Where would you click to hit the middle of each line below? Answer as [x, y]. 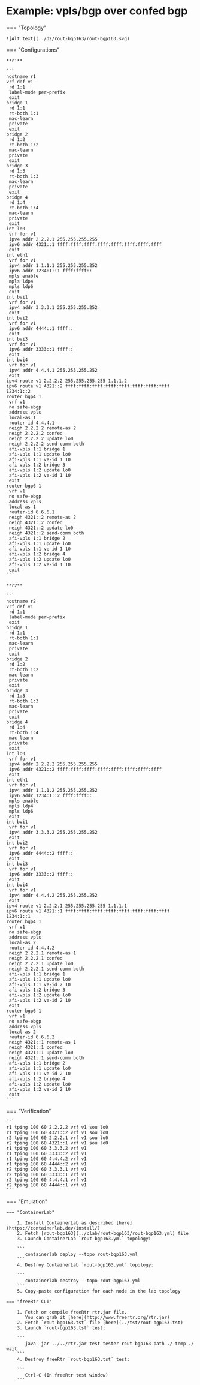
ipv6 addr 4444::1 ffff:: [41, 328]
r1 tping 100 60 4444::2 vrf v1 [46, 1164]
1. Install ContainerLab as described [65, 1223]
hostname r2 [21, 601]
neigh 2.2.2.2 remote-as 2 [43, 428]
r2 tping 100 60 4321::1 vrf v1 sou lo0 [57, 1143]
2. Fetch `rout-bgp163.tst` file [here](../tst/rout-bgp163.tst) [100, 1323]
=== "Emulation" [27, 1201]
